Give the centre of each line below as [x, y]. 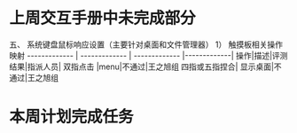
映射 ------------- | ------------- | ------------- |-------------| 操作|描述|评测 [148, 55]
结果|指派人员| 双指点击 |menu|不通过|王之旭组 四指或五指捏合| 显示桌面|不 [145, 66]
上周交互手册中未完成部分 [103, 18]
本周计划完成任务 [72, 117]
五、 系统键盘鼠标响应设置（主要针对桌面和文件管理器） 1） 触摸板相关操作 [146, 44]
